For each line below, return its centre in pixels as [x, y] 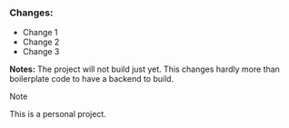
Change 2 [41, 42]
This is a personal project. [58, 114]
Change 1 [40, 33]
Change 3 [41, 52]
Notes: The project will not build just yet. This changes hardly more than [144, 69]
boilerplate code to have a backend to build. [92, 79]
